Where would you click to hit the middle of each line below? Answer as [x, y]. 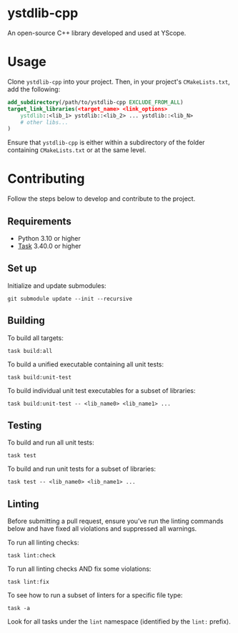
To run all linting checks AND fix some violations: [79, 569]
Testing [25, 425]
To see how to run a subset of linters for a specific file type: [95, 595]
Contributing [46, 179]
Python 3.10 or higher [49, 238]
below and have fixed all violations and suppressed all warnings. [102, 529]
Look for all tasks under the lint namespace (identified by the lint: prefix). [119, 622]
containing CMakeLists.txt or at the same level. [77, 150]
